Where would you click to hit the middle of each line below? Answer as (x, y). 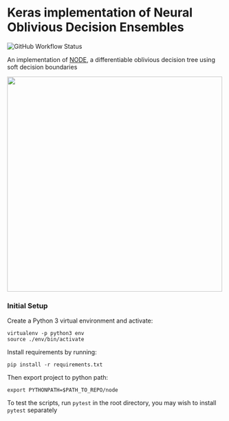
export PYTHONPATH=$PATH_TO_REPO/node (63, 390)
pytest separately (32, 410)
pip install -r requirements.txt (55, 365)
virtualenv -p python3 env (46, 334)
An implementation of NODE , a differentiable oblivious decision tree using (111, 59)
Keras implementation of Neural (100, 13)
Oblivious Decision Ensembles (96, 27)
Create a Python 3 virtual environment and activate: (80, 321)
